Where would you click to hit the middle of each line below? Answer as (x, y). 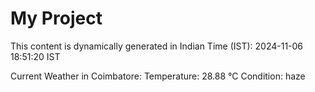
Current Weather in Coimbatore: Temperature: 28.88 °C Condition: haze (158, 76)
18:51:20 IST (35, 56)
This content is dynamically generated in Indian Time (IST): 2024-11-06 (157, 46)
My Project (56, 18)
